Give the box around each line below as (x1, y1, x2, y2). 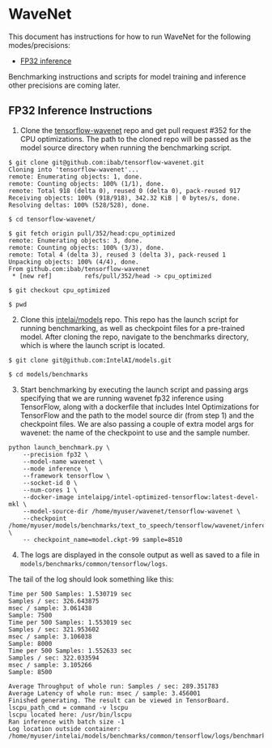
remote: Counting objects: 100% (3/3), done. (8, 243, 164, 251)
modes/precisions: (8, 40, 70, 49)
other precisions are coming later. (8, 80, 121, 90)
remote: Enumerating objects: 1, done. (8, 172, 143, 181)
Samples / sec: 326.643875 (8, 597, 100, 605)
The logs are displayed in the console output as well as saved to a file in (19, 549, 261, 560)
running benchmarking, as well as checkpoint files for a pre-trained (19, 323, 245, 333)
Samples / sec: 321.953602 (8, 625, 100, 634)
